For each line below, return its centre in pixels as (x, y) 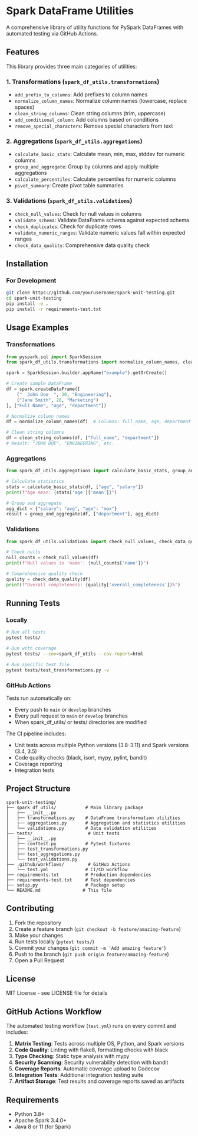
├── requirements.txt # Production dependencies (79, 875)
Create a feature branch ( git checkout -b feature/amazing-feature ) (98, 929)
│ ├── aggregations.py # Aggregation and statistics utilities (96, 823)
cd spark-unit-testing (34, 298)
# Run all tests (26, 632)
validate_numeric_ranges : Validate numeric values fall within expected (100, 232)
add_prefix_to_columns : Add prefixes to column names (81, 95)
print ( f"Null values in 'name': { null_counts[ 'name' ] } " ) (77, 563)
